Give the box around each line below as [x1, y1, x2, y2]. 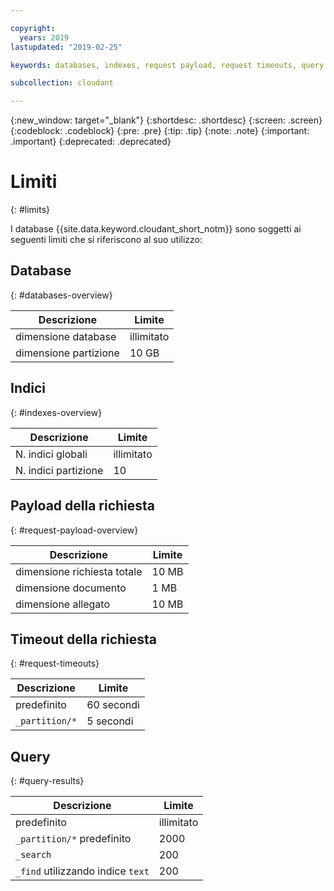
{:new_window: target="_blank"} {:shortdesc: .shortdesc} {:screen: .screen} [10, 114, 323, 126]
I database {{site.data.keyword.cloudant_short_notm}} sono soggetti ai [10, 223, 302, 235]
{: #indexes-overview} [10, 406, 103, 418]
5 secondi [86, 714, 134, 728]
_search [15, 849, 52, 861]
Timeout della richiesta [10, 631, 158, 648]
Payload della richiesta [10, 497, 156, 515]
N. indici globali [15, 447, 88, 461]
